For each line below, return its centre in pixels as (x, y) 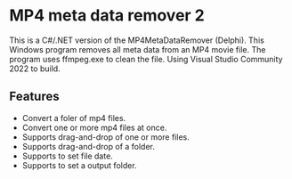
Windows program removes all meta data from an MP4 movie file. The (138, 49)
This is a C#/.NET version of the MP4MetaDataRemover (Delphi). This (137, 40)
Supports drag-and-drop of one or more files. (105, 137)
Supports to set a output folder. (79, 165)
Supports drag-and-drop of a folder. (89, 146)
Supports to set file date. (67, 156)
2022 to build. (35, 69)
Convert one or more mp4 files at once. (94, 127)
